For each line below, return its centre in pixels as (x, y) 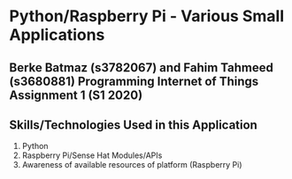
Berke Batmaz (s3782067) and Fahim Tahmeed (142, 67)
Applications (57, 35)
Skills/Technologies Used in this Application (134, 125)
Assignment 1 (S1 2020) (76, 95)
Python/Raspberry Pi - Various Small (147, 16)
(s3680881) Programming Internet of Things (134, 81)
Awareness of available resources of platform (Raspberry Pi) (132, 165)
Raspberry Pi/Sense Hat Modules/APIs (92, 155)
